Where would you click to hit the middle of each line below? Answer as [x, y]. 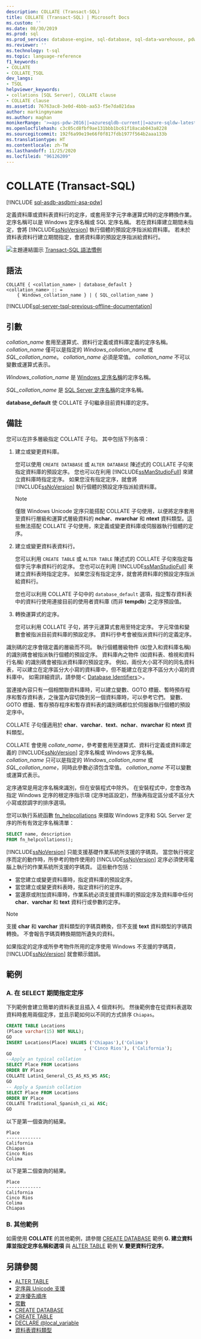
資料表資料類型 [33, 1330]
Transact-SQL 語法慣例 [73, 250]
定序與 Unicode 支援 [40, 1289]
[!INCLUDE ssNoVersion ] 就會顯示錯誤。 [55, 954]
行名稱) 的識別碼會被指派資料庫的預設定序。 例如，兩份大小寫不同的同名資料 [100, 662]
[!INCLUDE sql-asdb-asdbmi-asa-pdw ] [54, 202]
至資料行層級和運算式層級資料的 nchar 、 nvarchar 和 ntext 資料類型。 [101, 518]
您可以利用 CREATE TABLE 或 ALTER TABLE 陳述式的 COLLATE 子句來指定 [101, 559]
